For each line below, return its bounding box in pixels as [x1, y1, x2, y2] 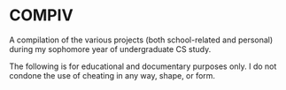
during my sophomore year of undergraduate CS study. [9, 43, 212, 54]
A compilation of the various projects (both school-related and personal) [9, 34, 274, 45]
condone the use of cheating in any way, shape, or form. [9, 70, 215, 80]
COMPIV [9, 5, 73, 26]
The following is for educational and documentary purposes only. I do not [9, 61, 277, 71]
